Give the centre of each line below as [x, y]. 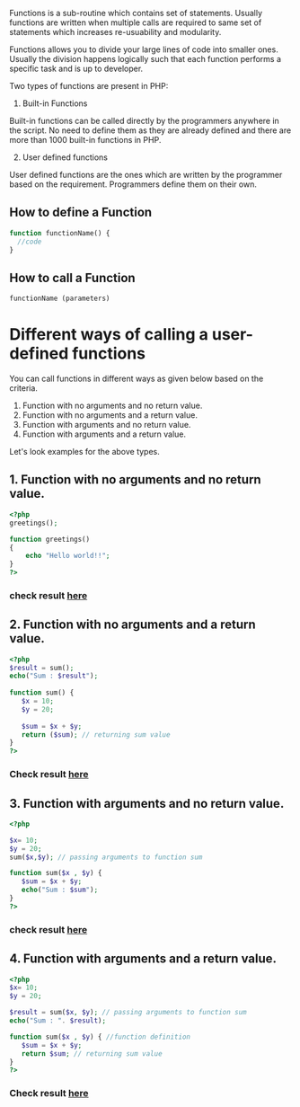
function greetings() [50, 539]
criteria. [24, 388]
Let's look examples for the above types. [84, 452]
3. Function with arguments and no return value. [147, 803]
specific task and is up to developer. [76, 68]
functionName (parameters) [60, 299]
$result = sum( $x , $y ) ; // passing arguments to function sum [128, 1013]
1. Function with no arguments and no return [136, 480]
